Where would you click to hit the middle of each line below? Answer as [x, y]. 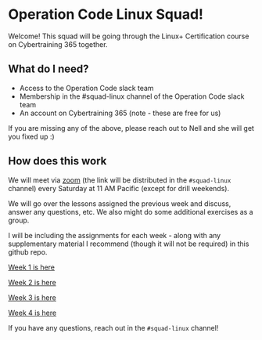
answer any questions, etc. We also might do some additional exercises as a [131, 212]
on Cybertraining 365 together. [58, 44]
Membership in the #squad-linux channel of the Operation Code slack [132, 96]
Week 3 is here [32, 297]
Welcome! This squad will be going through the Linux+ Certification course [129, 36]
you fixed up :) [31, 136]
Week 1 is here [32, 267]
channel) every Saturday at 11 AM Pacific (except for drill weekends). [118, 188]
